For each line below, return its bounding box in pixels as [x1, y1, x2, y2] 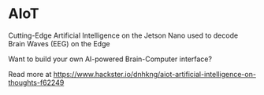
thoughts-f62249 [8, 78, 65, 87]
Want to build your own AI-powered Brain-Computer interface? [8, 54, 213, 64]
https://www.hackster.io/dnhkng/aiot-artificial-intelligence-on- [53, 69, 256, 79]
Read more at [8, 69, 52, 79]
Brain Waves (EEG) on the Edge [8, 38, 110, 48]
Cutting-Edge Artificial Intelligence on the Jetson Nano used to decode [8, 31, 239, 40]
